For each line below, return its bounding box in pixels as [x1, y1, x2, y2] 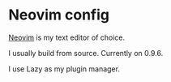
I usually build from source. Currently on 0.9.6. [8, 48, 164, 58]
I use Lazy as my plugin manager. [8, 63, 120, 74]
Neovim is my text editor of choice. [8, 32, 126, 42]
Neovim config [8, 6, 109, 24]
